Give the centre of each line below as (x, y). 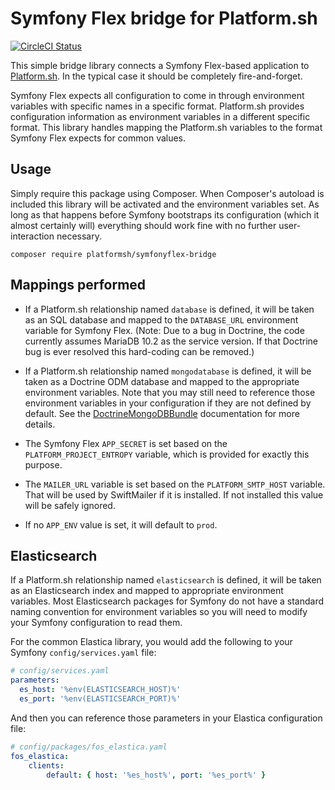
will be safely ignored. (70, 505)
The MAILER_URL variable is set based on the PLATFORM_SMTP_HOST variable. (175, 484)
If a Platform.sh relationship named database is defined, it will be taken (169, 309)
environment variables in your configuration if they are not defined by (168, 403)
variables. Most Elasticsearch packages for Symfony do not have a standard (167, 601)
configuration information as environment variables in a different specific (160, 116)
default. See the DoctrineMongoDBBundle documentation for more (162, 413)
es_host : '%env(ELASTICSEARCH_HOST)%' (100, 690)
